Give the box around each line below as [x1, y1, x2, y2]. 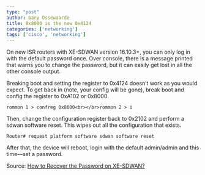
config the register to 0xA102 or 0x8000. [6, 93, 109, 100]
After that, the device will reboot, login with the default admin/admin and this [6, 144, 199, 151]
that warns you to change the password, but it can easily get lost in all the [6, 62, 193, 69]
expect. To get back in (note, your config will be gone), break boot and [6, 86, 185, 93]
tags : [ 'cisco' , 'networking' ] [6, 32, 86, 38]
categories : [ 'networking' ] [6, 26, 78, 32]
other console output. [6, 68, 61, 75]
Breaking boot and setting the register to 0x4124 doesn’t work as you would [6, 80, 198, 87]
